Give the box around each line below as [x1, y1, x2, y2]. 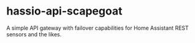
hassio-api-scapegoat [6, 4, 123, 18]
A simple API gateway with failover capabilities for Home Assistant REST [6, 24, 189, 31]
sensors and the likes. [6, 30, 62, 38]
